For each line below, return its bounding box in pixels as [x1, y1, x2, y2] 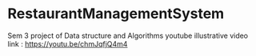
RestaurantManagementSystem [7, 5, 225, 23]
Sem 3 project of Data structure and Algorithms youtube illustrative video [7, 31, 249, 40]
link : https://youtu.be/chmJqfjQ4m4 [7, 39, 128, 48]
